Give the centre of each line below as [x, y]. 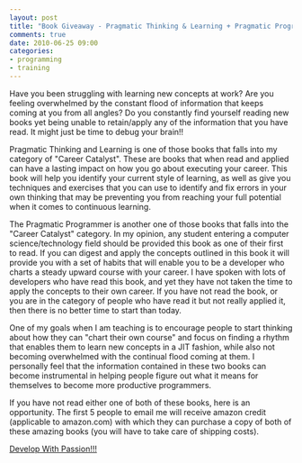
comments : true [38, 34]
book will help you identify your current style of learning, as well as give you [150, 177]
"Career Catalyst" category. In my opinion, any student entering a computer [149, 233]
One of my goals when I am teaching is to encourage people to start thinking [151, 327]
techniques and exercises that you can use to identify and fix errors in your [148, 187]
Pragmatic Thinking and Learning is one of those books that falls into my [143, 149]
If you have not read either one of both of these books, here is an [130, 403]
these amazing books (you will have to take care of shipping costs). [134, 431]
